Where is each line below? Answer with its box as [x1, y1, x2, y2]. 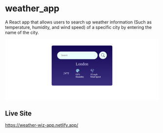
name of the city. [5, 29, 39, 35]
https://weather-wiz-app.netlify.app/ [5, 122, 79, 128]
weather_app [5, 3, 60, 14]
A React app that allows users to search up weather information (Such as [5, 19, 152, 25]
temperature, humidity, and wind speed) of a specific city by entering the [5, 24, 152, 30]
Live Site [5, 109, 32, 117]
